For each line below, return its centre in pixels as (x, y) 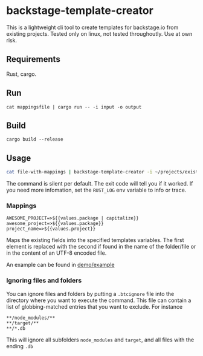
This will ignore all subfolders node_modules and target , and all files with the (100, 340)
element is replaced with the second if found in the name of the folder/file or (101, 247)
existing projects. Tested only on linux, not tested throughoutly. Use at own (99, 33)
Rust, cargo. (21, 74)
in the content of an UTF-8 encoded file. (56, 253)
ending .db (20, 346)
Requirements (33, 59)
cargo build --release (35, 139)
